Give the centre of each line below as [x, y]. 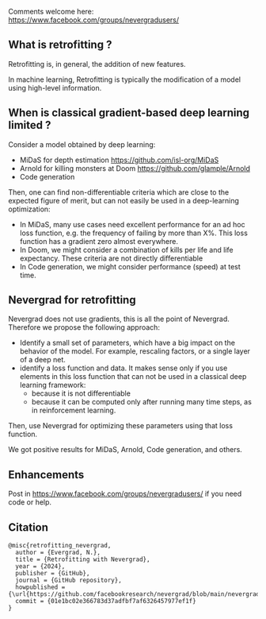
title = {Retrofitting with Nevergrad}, [83, 559]
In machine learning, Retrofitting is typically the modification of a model [125, 79]
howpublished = [40, 587]
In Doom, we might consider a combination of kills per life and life [126, 250]
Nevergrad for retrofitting [72, 300]
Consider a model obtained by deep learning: [82, 144]
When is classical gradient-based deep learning [129, 113]
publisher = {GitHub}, [53, 574]
